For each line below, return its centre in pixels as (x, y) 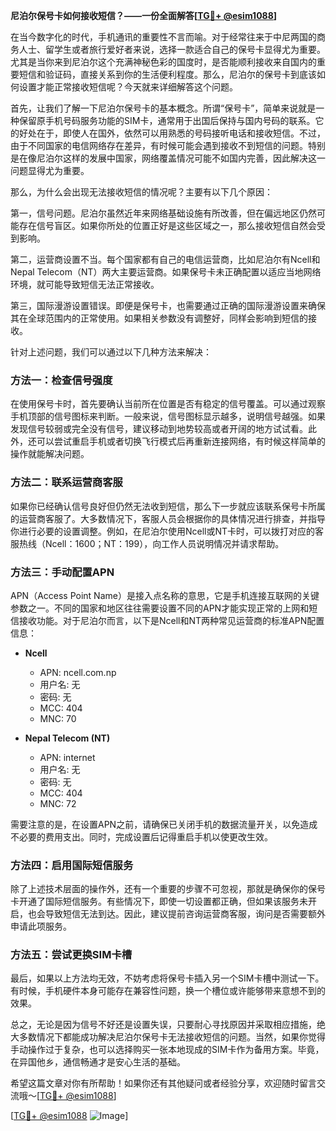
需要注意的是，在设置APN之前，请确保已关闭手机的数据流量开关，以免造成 (164, 824)
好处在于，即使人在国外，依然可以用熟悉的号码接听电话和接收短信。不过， (172, 133)
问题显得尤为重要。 (50, 170)
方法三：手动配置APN (62, 572)
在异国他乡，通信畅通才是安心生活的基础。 (98, 1062)
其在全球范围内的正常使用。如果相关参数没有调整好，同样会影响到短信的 (159, 318)
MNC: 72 (58, 803)
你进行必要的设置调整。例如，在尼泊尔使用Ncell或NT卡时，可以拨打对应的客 (167, 531)
